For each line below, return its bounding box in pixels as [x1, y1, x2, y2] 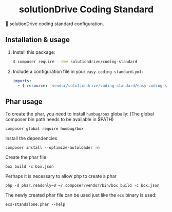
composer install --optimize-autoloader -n [5, 145, 100, 150]
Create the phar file [5, 154, 46, 160]
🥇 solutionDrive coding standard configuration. [5, 21, 104, 27]
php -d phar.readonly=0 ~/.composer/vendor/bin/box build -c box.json [5, 183, 160, 188]
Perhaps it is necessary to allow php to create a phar [5, 173, 117, 179]
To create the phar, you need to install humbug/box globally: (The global [5, 111, 154, 117]
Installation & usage [5, 35, 70, 44]
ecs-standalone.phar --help [5, 202, 66, 207]
